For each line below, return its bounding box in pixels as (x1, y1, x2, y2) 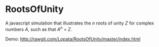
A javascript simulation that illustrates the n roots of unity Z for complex (5, 20, 154, 26)
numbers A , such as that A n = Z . (5, 25, 72, 32)
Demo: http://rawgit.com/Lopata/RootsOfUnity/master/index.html (5, 36, 141, 42)
